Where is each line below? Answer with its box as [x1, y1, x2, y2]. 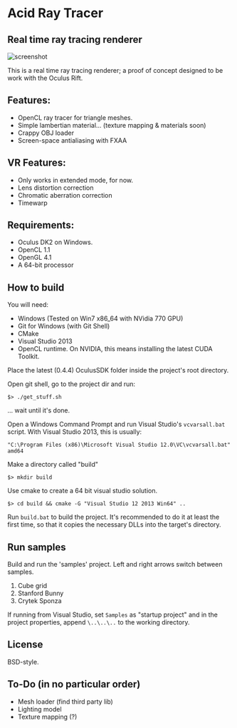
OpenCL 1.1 [17, 246, 51, 254]
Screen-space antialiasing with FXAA [17, 136, 127, 144]
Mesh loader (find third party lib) [17, 697, 114, 706]
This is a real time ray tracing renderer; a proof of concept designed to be [7, 66, 223, 74]
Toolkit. [17, 352, 40, 361]
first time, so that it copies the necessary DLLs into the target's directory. [7, 520, 222, 529]
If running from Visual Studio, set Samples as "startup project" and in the [7, 610, 218, 619]
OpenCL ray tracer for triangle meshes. [17, 113, 133, 122]
